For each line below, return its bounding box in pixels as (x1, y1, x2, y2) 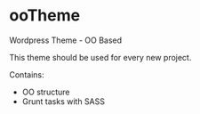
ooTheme (9, 5, 81, 26)
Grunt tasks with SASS (21, 95, 105, 107)
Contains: (9, 69, 44, 80)
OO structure (21, 86, 70, 97)
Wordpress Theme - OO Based (9, 35, 123, 45)
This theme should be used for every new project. (9, 52, 192, 62)
